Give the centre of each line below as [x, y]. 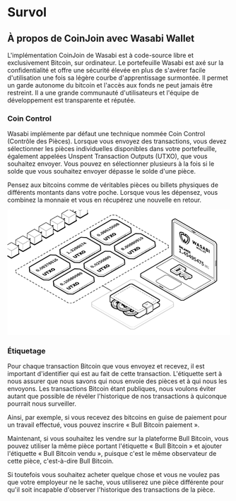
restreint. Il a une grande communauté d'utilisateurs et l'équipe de [103, 93]
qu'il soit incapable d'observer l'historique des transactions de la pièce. [111, 490]
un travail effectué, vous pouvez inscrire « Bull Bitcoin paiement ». [104, 425]
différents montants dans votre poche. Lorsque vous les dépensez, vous [113, 193]
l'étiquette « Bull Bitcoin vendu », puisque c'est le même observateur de [112, 454]
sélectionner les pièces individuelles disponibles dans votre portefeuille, [112, 149]
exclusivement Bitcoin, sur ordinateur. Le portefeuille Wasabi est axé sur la [116, 63]
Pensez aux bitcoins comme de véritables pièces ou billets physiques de [113, 185]
